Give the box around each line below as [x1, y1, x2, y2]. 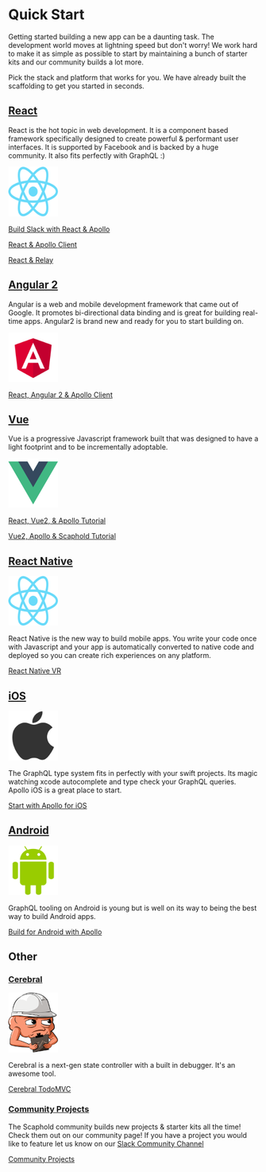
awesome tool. [8, 1069, 57, 1078]
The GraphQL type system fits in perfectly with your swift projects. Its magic [8, 769, 258, 777]
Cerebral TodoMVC [8, 1084, 71, 1093]
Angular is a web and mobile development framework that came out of [8, 299, 239, 309]
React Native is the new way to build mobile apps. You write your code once [8, 634, 257, 644]
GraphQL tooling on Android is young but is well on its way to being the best [8, 903, 257, 913]
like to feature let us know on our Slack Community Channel [8, 1139, 204, 1148]
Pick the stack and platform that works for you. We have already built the [8, 72, 247, 82]
